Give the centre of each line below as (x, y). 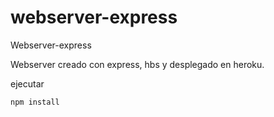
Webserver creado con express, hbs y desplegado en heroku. (137, 64)
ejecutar (27, 83)
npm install (35, 102)
